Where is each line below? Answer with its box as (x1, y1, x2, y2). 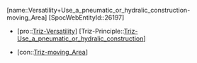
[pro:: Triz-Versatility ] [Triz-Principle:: (16, 27, 125, 35)
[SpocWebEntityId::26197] (48, 13, 125, 22)
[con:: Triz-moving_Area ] (16, 48, 89, 56)
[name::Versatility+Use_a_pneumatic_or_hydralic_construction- (6, 6, 191, 14)
